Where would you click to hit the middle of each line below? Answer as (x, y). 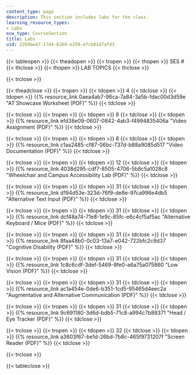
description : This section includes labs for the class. (78, 17)
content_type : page (30, 12)
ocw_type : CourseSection (37, 34)
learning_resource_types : (38, 22)
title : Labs (21, 39)
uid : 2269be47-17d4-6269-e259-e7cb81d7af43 (61, 45)
